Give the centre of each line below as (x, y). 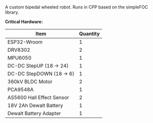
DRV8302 (19, 50)
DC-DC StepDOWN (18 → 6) (41, 74)
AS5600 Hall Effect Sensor (38, 97)
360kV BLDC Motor (30, 82)
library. (12, 12)
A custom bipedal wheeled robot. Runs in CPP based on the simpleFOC (76, 7)
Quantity (89, 34)
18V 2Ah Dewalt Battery (35, 105)
